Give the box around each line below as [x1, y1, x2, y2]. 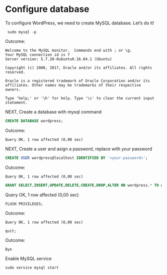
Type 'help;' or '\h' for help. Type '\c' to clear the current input [5, 95, 155, 100]
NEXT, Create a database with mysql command [5, 108, 102, 115]
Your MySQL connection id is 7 [5, 52, 70, 57]
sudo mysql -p [7, 29, 37, 34]
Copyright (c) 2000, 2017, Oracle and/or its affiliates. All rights [5, 65, 153, 70]
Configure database [5, 3, 89, 15]
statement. [5, 100, 28, 105]
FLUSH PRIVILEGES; [5, 201, 43, 206]
